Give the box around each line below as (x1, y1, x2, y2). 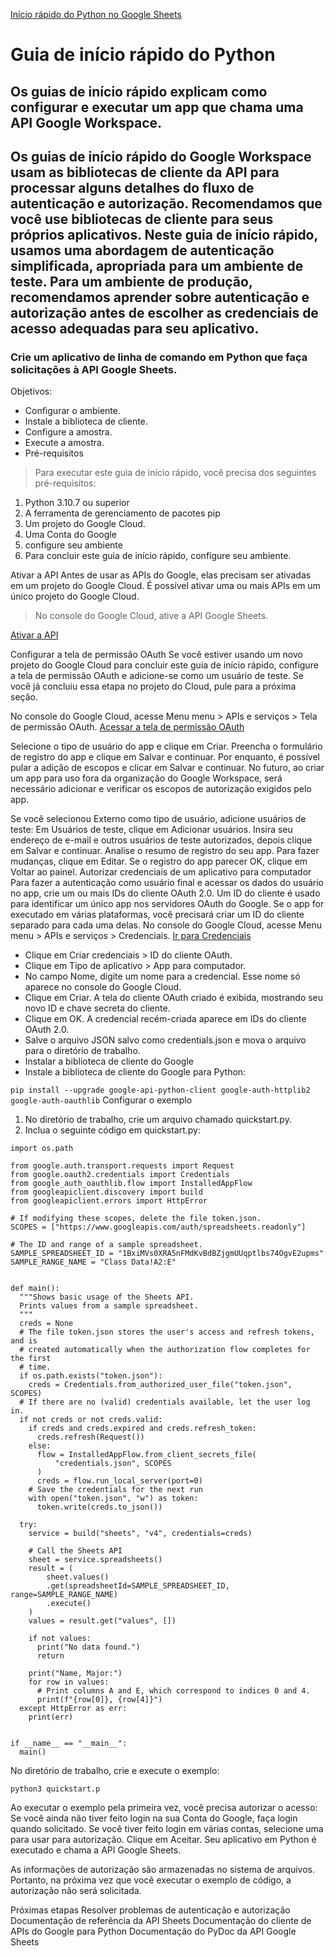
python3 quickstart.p (10, 1784, 101, 1794)
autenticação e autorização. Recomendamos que (10, 195, 323, 212)
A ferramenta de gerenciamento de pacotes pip (24, 507, 221, 519)
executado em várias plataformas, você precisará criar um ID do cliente (10, 909, 305, 921)
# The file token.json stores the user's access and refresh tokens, (19, 1327, 315, 1338)
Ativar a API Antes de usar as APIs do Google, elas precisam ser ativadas (10, 569, 312, 581)
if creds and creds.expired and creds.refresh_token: (28, 1424, 257, 1434)
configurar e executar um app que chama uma (10, 99, 304, 116)
